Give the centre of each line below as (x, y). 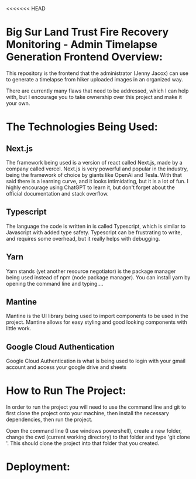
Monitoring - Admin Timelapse (82, 45)
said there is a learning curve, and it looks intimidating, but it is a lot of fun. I (97, 181)
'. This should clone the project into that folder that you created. (83, 443)
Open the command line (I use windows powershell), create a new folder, (94, 431)
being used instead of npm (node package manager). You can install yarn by (98, 277)
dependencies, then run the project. (49, 420)
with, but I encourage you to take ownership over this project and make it (94, 97)
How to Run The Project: (66, 391)
